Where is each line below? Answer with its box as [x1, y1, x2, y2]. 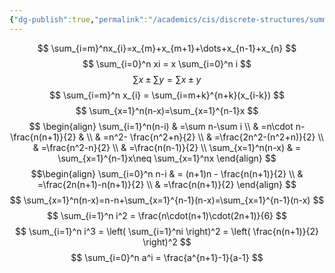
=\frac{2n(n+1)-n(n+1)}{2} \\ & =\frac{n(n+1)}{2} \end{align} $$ [37, 178, 297, 190]
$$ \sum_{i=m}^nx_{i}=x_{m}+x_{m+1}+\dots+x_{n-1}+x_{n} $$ [37, 42, 297, 54]
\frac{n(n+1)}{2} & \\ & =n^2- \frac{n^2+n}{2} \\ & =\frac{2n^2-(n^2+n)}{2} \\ [10, 131, 324, 143]
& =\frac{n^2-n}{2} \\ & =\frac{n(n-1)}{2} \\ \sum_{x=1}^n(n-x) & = [32, 141, 302, 153]
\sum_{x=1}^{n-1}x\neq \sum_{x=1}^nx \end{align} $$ [57, 152, 277, 164]
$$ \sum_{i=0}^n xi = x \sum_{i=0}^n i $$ [82, 57, 252, 70]
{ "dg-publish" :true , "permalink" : [9, 14, 149, 25]
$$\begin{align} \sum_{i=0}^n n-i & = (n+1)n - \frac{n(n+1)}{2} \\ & [30, 167, 304, 180]
